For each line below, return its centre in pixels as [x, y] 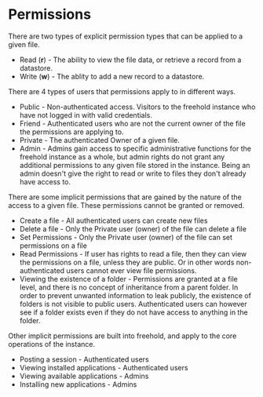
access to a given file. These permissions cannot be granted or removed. [126, 205]
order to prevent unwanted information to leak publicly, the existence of [135, 295]
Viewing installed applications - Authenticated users [104, 367]
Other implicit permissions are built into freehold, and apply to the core [122, 336]
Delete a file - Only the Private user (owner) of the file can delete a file [133, 228]
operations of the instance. [52, 344]
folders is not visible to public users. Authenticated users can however [133, 304]
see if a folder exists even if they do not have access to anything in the [134, 312]
